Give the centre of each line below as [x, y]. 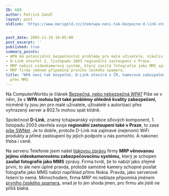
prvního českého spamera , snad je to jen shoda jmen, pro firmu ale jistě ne [83, 183]
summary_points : [23, 52]
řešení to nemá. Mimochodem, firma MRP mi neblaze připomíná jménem [80, 177]
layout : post [19, 19]
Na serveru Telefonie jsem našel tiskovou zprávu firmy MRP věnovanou [80, 151]
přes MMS [19, 80]
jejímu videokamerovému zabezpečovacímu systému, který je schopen [81, 156]
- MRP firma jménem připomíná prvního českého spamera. [65, 70]
